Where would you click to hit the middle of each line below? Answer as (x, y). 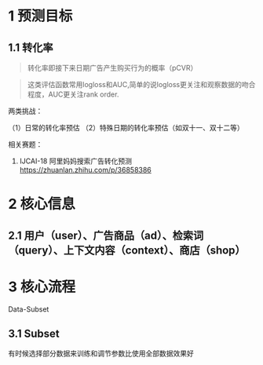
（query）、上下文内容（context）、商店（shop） (127, 250)
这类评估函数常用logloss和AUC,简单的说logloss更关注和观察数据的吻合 (141, 84)
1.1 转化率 (31, 47)
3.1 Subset (34, 333)
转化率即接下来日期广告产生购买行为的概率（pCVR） (112, 68)
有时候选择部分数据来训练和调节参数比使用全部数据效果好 (101, 353)
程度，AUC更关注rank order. (73, 94)
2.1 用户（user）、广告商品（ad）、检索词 (106, 235)
